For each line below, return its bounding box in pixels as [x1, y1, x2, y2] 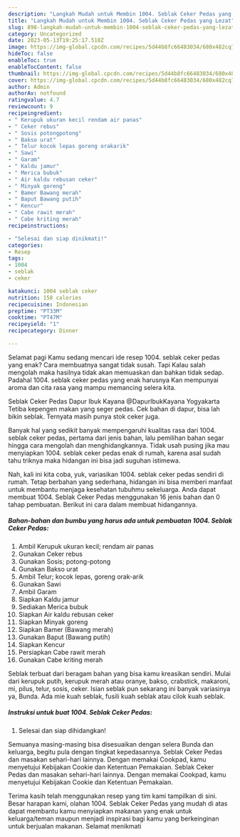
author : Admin [8, 83, 51, 90]
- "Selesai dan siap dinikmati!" [8, 235, 108, 242]
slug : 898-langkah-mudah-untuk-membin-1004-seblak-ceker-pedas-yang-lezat [8, 23, 235, 31]
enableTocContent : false [8, 63, 82, 70]
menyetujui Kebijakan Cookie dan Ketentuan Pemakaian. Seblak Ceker [8, 762, 214, 771]
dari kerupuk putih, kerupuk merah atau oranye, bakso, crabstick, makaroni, [8, 677, 231, 685]
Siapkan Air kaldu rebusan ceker [18, 610, 114, 618]
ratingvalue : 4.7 [8, 97, 60, 104]
